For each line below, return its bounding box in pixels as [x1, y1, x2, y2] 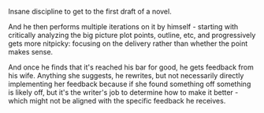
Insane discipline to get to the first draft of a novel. [8, 7, 172, 16]
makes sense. [8, 47, 54, 56]
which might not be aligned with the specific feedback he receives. [8, 96, 226, 105]
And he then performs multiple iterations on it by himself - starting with [8, 22, 239, 31]
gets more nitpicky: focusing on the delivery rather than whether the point [8, 39, 248, 48]
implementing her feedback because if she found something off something [8, 79, 251, 89]
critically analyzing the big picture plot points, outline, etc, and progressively [8, 31, 256, 40]
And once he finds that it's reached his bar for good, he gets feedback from [8, 62, 254, 72]
